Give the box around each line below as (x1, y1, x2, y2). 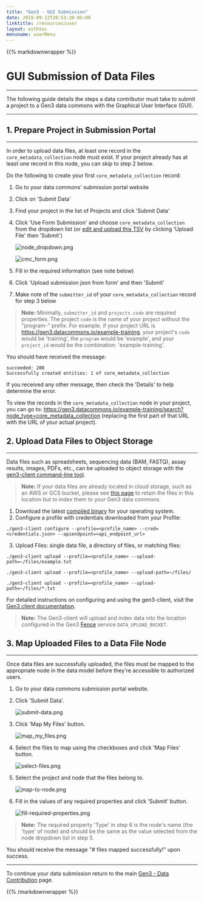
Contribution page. (6, 876, 53, 883)
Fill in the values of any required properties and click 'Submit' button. (15, 798, 188, 805)
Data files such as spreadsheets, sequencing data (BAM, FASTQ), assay (6, 457, 186, 465)
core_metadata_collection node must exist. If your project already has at (6, 153, 188, 161)
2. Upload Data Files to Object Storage (6, 436, 153, 447)
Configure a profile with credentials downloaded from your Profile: (15, 513, 181, 521)
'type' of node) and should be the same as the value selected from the (21, 827, 197, 835)
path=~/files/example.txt (6, 558, 72, 565)
